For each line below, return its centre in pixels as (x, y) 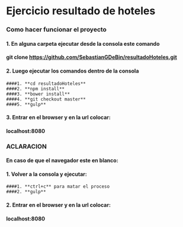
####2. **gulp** (26, 192)
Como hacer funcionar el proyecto (56, 30)
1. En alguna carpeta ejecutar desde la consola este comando (83, 43)
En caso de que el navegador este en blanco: (62, 160)
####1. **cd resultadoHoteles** (46, 83)
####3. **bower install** (38, 94)
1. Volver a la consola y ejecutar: (46, 174)
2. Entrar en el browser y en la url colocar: (59, 205)
